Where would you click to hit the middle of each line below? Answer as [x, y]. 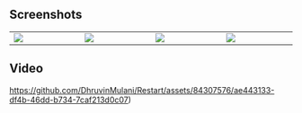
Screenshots [46, 15]
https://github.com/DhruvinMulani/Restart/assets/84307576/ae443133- [142, 90]
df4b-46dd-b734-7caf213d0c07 [69, 100]
